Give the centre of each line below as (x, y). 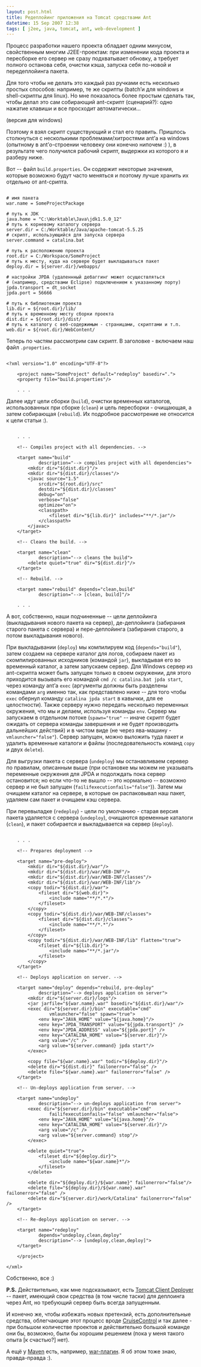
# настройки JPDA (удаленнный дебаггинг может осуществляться (85, 277)
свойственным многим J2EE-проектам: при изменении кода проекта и (98, 52)
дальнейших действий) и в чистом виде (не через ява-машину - (89, 730)
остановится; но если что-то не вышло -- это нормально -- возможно (96, 781)
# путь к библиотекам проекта (44, 304)
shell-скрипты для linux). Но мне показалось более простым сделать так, (100, 96)
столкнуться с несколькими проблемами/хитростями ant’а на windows (98, 138)
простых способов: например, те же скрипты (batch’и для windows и (95, 89)
